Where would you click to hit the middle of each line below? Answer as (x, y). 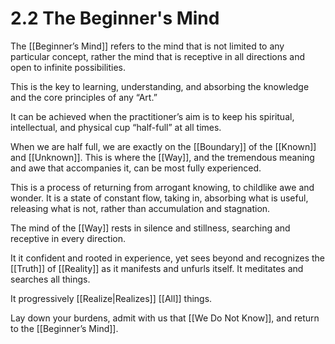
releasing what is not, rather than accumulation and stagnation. (140, 208)
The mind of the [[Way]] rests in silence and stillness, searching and (150, 228)
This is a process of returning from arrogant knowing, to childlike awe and (162, 187)
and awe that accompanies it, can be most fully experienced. (136, 168)
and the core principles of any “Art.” (84, 97)
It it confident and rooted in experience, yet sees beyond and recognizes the (167, 258)
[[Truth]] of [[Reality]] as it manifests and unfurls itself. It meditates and (157, 268)
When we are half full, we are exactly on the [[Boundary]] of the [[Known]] (163, 146)
